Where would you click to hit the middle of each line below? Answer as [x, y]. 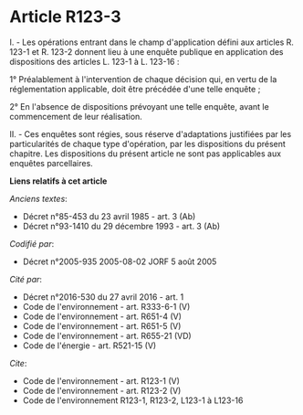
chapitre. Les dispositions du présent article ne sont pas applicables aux [145, 154]
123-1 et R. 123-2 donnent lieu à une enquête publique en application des [146, 51]
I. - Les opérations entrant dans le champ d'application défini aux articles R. [152, 42]
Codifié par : [32, 243]
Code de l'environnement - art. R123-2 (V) [102, 390]
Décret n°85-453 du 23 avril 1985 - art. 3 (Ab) [109, 216]
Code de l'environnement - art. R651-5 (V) [102, 325]
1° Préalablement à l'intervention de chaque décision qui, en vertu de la [143, 79]
